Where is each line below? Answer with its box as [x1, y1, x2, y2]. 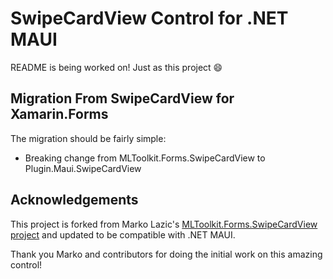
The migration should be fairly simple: [10, 132, 167, 144]
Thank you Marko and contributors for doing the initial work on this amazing [10, 248, 323, 260]
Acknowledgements [10, 192, 139, 209]
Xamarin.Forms [10, 106, 109, 123]
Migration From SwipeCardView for [10, 90, 235, 107]
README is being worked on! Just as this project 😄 [10, 61, 223, 73]
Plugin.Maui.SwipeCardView [24, 162, 142, 174]
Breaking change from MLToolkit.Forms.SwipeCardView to [24, 152, 266, 164]
